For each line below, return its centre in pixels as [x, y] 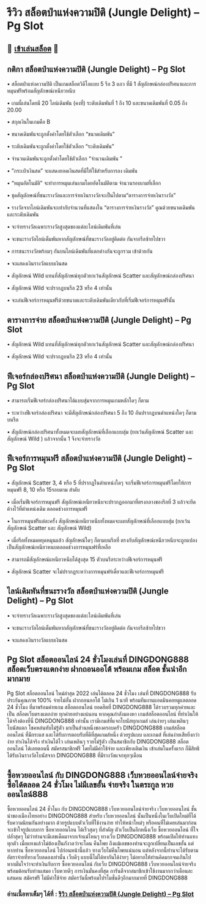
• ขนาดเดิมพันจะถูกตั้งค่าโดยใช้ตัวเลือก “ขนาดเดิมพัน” [61, 134]
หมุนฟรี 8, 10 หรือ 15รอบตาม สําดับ [43, 489]
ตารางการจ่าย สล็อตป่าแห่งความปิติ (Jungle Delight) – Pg [99, 320]
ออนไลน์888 [28, 794]
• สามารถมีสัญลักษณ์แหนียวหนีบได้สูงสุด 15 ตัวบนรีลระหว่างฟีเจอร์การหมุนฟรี [85, 559]
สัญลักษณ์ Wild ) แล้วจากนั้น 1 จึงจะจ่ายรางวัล [54, 439]
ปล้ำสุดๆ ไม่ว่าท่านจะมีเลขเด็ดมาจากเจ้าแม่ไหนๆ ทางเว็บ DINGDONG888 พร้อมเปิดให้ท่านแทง [102, 837]
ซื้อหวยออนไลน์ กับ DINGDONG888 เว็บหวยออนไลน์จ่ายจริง [102, 775]
